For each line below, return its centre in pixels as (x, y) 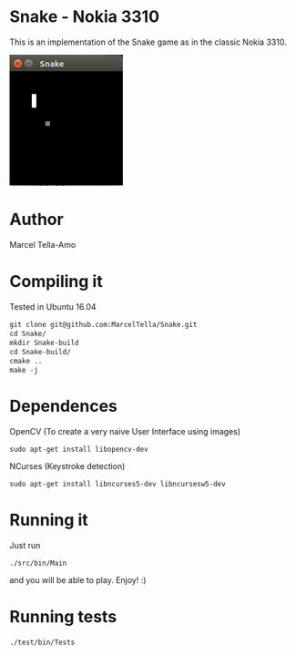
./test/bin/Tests (42, 642)
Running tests (63, 616)
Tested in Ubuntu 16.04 (53, 306)
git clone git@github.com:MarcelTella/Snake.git (103, 324)
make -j (24, 370)
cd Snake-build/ (40, 352)
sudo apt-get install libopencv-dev (79, 449)
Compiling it (56, 282)
